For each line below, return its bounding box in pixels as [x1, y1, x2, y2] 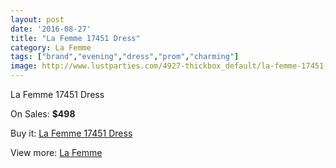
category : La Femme [10, 42, 92, 53]
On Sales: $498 [10, 108, 76, 120]
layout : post [10, 14, 65, 25]
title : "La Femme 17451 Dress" [10, 33, 141, 43]
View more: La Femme [10, 147, 103, 158]
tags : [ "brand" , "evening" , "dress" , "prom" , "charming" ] [10, 52, 240, 62]
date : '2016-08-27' [10, 24, 92, 34]
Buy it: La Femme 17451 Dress [10, 127, 133, 139]
